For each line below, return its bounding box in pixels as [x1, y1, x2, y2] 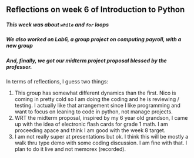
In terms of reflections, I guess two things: [6, 78, 109, 85]
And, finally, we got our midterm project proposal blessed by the [6, 57, 168, 64]
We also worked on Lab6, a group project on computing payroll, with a [6, 36, 182, 43]
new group [6, 42, 34, 49]
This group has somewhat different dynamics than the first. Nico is [14, 89, 176, 96]
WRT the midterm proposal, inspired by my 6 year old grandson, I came [14, 115, 188, 122]
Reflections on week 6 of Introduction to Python [6, 5, 185, 15]
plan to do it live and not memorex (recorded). [14, 146, 126, 153]
